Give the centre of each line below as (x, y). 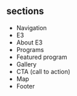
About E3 (29, 42)
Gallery (26, 64)
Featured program (42, 57)
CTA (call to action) (43, 71)
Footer (26, 86)
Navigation (31, 27)
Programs (30, 49)
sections (25, 11)
